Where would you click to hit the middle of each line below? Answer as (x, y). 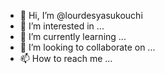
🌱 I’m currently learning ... (73, 36)
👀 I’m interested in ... (62, 26)
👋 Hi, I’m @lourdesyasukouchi (81, 15)
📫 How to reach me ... (66, 58)
